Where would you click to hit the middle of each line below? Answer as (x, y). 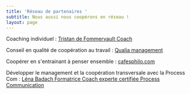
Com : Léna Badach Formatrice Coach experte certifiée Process (83, 79)
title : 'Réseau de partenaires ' (47, 11)
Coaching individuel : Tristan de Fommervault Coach (69, 39)
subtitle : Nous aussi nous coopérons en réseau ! (68, 17)
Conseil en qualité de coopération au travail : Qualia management (85, 50)
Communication (25, 85)
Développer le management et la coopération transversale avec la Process (95, 73)
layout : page (22, 22)
